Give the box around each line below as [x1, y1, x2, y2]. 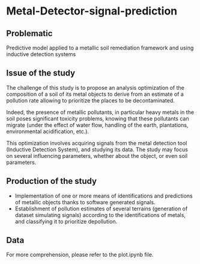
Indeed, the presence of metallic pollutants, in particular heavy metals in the [6, 108, 194, 116]
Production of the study [6, 176, 97, 186]
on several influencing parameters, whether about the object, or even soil [6, 152, 188, 159]
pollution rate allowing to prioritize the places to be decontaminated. [6, 96, 175, 104]
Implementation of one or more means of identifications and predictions [14, 192, 193, 200]
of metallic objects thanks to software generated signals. [14, 198, 156, 206]
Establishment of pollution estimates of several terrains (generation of [14, 205, 188, 212]
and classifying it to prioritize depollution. [14, 218, 118, 225]
